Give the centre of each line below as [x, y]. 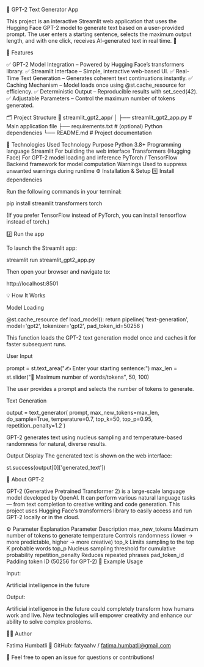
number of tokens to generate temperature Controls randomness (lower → [100, 535]
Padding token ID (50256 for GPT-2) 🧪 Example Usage [75, 561]
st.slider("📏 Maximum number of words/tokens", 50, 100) [78, 377]
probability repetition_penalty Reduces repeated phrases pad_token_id [95, 555]
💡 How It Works [26, 295]
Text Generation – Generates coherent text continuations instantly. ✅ [107, 78]
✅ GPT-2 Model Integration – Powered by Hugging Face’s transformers [95, 64]
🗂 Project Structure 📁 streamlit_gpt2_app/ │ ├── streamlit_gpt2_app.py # [99, 117]
